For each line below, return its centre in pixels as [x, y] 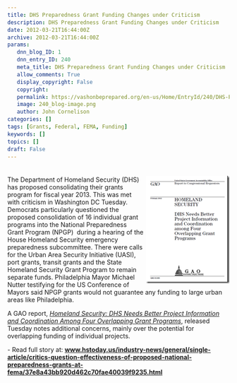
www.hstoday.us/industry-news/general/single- [138, 350]
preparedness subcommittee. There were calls [75, 247]
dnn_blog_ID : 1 [39, 52]
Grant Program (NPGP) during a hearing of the [75, 232]
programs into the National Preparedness [67, 225]
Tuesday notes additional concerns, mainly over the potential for [101, 329]
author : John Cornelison [53, 112]
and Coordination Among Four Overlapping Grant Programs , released [109, 321]
